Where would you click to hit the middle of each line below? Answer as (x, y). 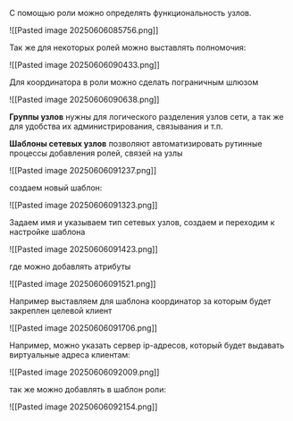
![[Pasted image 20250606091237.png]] (83, 170)
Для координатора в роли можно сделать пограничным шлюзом (134, 82)
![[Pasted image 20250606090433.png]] (85, 65)
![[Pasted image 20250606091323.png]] (84, 205)
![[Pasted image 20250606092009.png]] (84, 372)
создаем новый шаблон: (56, 188)
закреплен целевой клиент (61, 311)
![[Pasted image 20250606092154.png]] (84, 407)
